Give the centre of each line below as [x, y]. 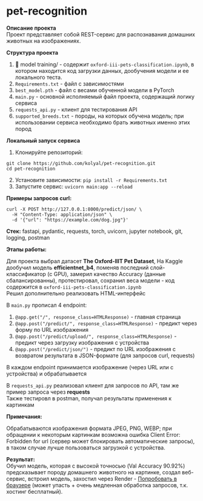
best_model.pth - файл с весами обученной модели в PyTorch [95, 90]
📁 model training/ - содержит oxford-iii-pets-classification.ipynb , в [105, 64]
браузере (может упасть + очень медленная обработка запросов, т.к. [97, 485]
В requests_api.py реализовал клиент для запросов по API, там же [93, 385]
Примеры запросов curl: [39, 198]
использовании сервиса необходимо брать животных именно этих [102, 122]
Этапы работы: [27, 249]
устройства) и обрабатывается [46, 374]
